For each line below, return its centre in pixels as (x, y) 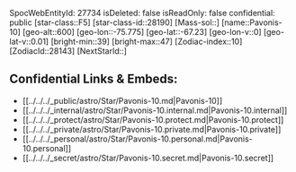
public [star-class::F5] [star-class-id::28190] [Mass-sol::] (115, 22)
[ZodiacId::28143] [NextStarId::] (68, 51)
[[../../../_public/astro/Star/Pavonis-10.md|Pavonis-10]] (122, 100)
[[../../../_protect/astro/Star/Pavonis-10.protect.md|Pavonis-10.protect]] (153, 119)
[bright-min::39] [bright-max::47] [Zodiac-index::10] (147, 41)
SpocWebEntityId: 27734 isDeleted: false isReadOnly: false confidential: (143, 13)
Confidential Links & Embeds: (94, 79)
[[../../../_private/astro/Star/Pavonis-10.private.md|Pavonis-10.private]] (152, 129)
